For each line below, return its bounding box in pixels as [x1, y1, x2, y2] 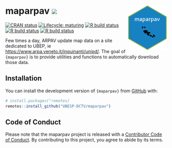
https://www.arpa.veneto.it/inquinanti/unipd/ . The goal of [5, 48, 126, 54]
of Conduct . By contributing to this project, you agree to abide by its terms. [5, 137, 164, 143]
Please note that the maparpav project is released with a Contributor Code [5, 131, 162, 138]
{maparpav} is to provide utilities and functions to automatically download [5, 54, 159, 60]
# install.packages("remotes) [5, 98, 70, 103]
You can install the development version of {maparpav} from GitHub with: [5, 88, 158, 94]
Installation [5, 74, 42, 83]
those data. [5, 59, 29, 65]
